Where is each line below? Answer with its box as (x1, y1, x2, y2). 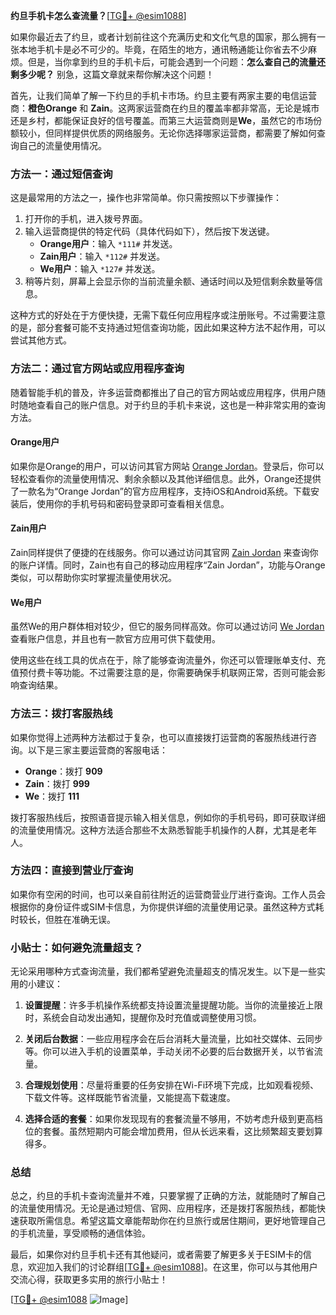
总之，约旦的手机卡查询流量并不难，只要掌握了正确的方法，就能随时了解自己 (10, 1190, 326, 1202)
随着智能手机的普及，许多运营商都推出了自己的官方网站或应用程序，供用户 (10, 386, 317, 398)
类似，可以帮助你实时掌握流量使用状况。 (10, 572, 177, 583)
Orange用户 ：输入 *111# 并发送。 (39, 238, 178, 250)
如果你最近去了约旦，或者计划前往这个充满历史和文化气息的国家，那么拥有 (10, 31, 317, 43)
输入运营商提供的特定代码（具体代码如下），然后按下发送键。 (24, 225, 275, 238)
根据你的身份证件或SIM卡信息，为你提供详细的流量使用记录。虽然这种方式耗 (10, 900, 325, 913)
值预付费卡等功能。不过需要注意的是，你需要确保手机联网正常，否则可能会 (10, 667, 317, 679)
